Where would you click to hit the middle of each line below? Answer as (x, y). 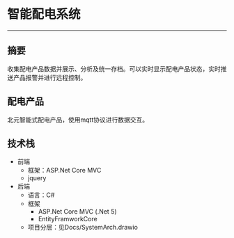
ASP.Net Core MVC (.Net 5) (77, 212)
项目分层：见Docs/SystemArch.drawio (83, 228)
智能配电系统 (44, 14)
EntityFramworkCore (68, 219)
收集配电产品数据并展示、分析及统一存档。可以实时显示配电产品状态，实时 (114, 69)
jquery (37, 178)
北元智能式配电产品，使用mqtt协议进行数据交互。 (78, 120)
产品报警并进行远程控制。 (50, 77)
